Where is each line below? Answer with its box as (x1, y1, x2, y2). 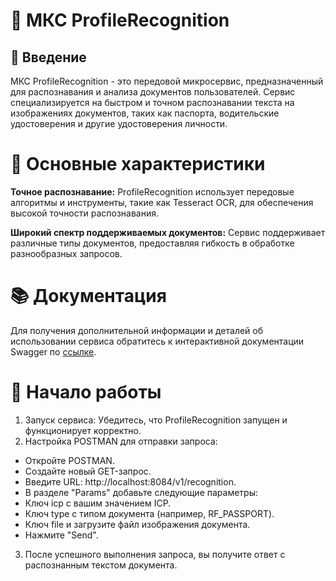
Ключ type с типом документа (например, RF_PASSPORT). (24, 507, 275, 519)
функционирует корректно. (24, 424, 142, 436)
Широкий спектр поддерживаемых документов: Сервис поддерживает (10, 226, 326, 238)
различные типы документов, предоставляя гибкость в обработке (10, 237, 295, 249)
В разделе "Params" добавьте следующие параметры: (24, 486, 258, 498)
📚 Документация (10, 285, 167, 308)
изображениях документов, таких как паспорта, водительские (10, 107, 280, 119)
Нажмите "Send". (24, 529, 99, 541)
